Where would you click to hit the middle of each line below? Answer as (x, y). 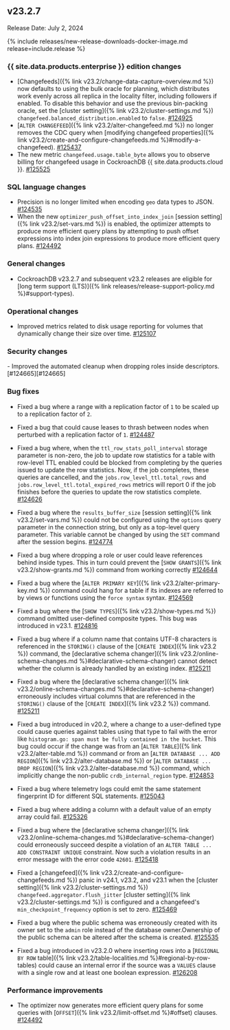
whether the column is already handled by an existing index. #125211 (114, 668)
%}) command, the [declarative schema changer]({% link (98, 653)
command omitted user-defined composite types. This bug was (107, 618)
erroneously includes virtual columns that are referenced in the (106, 696)
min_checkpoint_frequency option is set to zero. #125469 (97, 909)
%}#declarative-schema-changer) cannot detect (148, 661)
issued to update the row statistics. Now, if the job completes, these (113, 470)
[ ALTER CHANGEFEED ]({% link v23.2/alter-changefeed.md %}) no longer (115, 125)
